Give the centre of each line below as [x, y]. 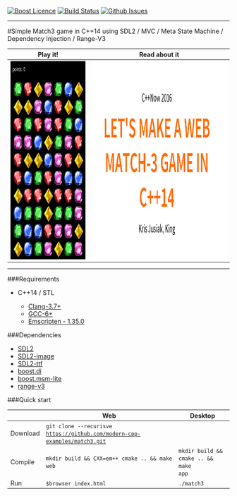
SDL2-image [36, 356]
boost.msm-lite [39, 379]
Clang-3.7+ [44, 306]
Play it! [48, 54]
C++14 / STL [36, 293]
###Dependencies [34, 335]
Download [25, 433]
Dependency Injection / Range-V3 [56, 38]
